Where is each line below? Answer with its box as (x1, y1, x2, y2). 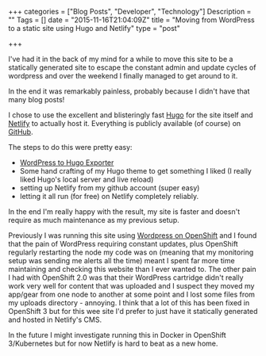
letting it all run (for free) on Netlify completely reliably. (19, 192, 199, 201)
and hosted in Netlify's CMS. (8, 315, 102, 324)
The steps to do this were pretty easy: (8, 143, 133, 151)
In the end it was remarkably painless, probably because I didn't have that (8, 86, 250, 96)
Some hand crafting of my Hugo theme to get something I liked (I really (19, 167, 252, 175)
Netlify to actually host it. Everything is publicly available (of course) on (8, 119, 241, 128)
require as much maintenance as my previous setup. (8, 216, 180, 224)
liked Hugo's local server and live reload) (19, 174, 154, 184)
